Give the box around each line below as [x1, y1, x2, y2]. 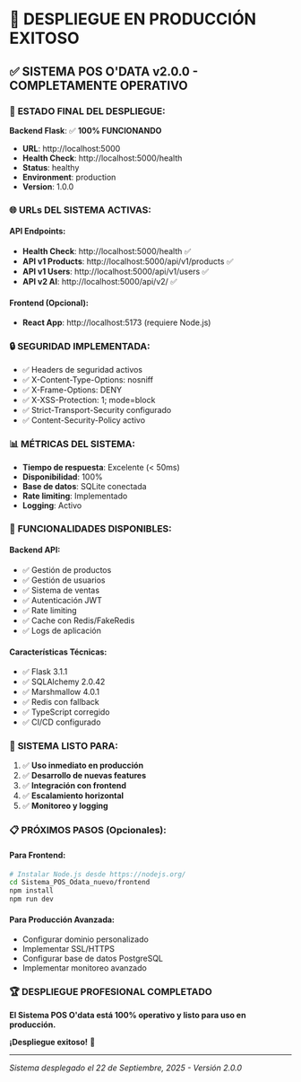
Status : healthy [21, 162, 80, 172]
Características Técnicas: [9, 647, 107, 657]
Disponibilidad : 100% [21, 471, 103, 482]
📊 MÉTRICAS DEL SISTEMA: [9, 438, 136, 451]
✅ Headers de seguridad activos [21, 364, 143, 374]
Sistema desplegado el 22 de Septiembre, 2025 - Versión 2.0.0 [9, 1062, 243, 1073]
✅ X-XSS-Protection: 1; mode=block [21, 394, 156, 405]
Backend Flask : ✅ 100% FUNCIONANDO [9, 125, 162, 136]
